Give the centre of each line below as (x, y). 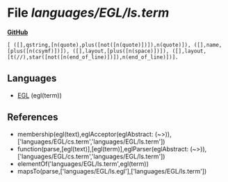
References (33, 117)
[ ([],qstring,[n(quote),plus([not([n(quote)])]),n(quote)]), (99, 45)
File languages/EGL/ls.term (88, 13)
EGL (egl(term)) (40, 95)
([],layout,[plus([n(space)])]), (121, 51)
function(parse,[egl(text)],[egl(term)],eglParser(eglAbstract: (103, 149)
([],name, (208, 45)
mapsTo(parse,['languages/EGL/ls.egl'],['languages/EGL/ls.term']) (112, 171)
